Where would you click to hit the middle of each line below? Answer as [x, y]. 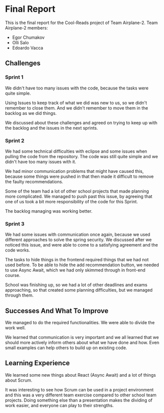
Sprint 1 [14, 77]
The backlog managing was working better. [49, 211]
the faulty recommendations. [34, 181]
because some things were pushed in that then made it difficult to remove [80, 176]
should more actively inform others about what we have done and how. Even [82, 343]
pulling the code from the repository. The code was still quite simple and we [82, 156]
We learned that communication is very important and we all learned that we [82, 337]
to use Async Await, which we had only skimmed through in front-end [75, 270]
